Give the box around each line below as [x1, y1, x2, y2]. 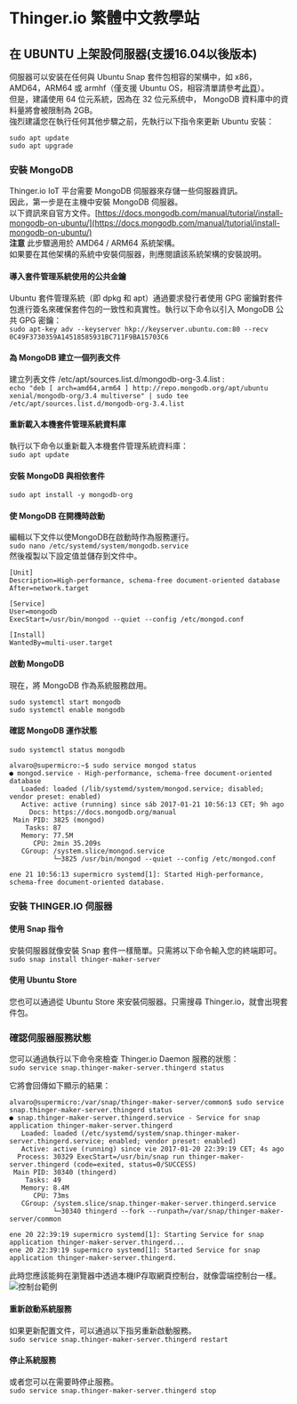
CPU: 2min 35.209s [32, 838, 101, 847]
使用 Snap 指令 [9, 924, 64, 935]
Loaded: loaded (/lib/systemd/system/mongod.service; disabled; [20, 784, 265, 793]
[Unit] [9, 568, 34, 578]
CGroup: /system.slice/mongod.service [20, 846, 165, 855]
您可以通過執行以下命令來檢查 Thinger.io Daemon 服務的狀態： [9, 1054, 239, 1064]
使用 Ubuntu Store [9, 975, 77, 985]
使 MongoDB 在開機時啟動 [9, 510, 105, 521]
